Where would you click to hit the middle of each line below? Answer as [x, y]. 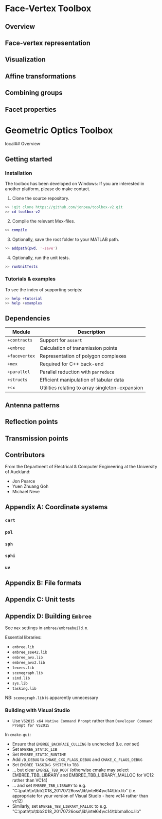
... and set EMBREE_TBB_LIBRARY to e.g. [49, 785]
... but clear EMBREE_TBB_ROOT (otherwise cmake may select [70, 770]
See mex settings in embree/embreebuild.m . [47, 628]
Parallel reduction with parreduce [77, 372]
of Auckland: [18, 472]
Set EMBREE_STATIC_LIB [35, 749]
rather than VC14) [30, 780]
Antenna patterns [32, 405]
